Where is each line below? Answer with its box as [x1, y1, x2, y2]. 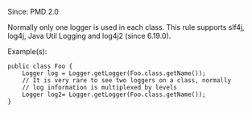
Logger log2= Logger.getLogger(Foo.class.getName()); [22, 90, 206, 98]
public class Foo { [7, 62, 73, 70]
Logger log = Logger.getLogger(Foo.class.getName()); [22, 69, 206, 77]
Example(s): [7, 47, 48, 56]
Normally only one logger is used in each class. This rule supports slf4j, [7, 23, 245, 31]
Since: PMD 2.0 [7, 7, 60, 16]
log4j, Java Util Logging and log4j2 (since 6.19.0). [7, 31, 171, 40]
